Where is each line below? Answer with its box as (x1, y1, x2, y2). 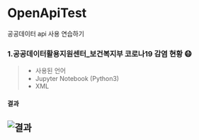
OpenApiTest (7, 5, 87, 21)
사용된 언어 (35, 66, 66, 75)
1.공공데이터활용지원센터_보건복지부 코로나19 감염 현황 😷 (7, 48, 193, 58)
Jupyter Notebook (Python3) (35, 75, 119, 83)
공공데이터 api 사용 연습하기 (7, 29, 85, 38)
